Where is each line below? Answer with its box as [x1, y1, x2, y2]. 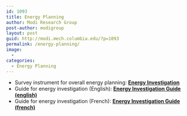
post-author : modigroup [6, 25, 64, 31]
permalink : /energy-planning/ [6, 42, 80, 47]
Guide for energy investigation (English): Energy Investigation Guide [14, 86, 181, 93]
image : [6, 47, 22, 53]
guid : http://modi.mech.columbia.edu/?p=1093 [6, 36, 119, 42]
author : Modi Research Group [6, 19, 77, 25]
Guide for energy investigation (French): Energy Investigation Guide [14, 98, 181, 105]
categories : [6, 57, 35, 63]
